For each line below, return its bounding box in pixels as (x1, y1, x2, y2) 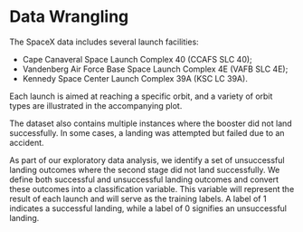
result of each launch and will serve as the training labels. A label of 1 (9, 193, 267, 204)
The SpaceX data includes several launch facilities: (9, 36, 199, 47)
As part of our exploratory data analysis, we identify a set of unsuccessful (9, 154, 285, 165)
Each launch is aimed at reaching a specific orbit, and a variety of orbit (9, 91, 273, 101)
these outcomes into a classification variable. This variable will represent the (9, 183, 295, 194)
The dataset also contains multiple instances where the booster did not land (9, 118, 292, 129)
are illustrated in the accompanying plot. (32, 100, 183, 111)
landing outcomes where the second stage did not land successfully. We (9, 164, 280, 175)
